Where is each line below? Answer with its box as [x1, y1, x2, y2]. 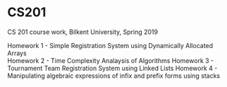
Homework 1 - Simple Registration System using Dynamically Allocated [7, 41, 214, 50]
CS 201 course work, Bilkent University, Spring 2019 [7, 28, 159, 36]
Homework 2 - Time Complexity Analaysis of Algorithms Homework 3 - [7, 56, 214, 64]
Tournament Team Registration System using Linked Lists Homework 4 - [7, 64, 218, 72]
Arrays [7, 49, 27, 57]
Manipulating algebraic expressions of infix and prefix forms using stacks [7, 71, 221, 80]
